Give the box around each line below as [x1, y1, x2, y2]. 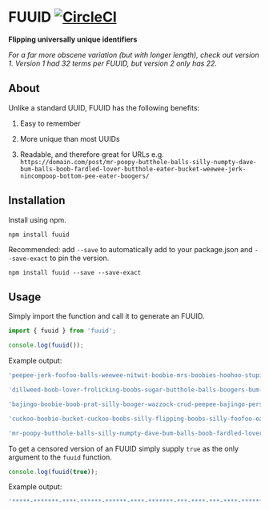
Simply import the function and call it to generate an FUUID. [8, 311, 205, 321]
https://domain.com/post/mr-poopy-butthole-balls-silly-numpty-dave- [19, 158, 258, 166]
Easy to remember [19, 118, 81, 128]
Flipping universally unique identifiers [8, 34, 138, 44]
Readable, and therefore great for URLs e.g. [19, 149, 164, 159]
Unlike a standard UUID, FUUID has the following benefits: [8, 102, 200, 112]
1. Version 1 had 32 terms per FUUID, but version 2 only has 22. [8, 58, 218, 68]
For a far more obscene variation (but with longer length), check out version [8, 50, 260, 59]
